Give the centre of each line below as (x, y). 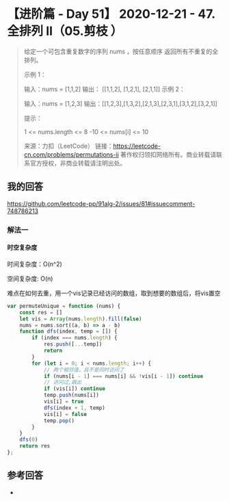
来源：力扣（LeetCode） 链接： (68, 146)
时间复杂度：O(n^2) (35, 264)
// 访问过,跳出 (63, 383)
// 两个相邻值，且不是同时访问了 (84, 370)
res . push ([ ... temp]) (73, 344)
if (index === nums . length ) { (75, 338)
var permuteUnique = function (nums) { (64, 306)
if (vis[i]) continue (75, 389)
